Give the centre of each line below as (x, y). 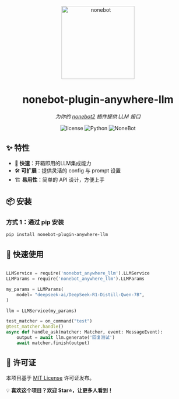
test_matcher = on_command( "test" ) (49, 321)
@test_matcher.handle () (35, 327)
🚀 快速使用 (25, 254)
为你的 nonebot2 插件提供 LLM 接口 (98, 116)
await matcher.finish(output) (53, 343)
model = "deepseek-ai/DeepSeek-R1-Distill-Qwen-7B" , (80, 294)
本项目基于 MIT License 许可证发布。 (50, 378)
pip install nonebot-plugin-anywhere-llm (57, 235)
